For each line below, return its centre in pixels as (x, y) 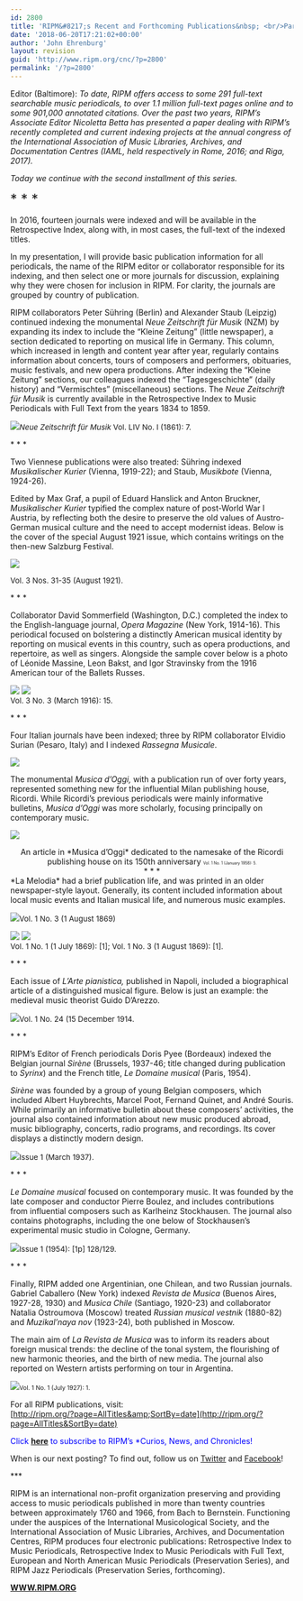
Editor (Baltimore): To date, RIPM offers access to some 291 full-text (137, 93)
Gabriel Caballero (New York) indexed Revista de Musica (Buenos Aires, (143, 1293)
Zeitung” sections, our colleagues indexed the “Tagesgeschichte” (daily (143, 379)
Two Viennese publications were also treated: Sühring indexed (126, 462)
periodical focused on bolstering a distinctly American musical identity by (146, 634)
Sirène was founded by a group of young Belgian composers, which (136, 1090)
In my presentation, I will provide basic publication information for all (137, 256)
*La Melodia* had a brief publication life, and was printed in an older (137, 880)
